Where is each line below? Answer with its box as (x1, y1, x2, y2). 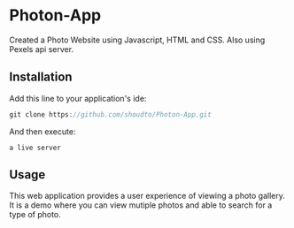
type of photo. (9, 209, 62, 220)
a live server (9, 143, 62, 152)
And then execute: (9, 125, 76, 137)
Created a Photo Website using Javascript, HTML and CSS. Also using (9, 34, 266, 45)
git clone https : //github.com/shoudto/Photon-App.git (9, 110, 213, 119)
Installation (9, 70, 73, 85)
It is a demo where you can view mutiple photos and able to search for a (9, 200, 273, 210)
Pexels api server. (9, 43, 73, 54)
